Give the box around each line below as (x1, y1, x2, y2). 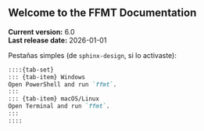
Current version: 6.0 (8, 27, 76, 36)
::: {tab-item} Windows (8, 73, 86, 81)
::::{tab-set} (8, 66, 55, 74)
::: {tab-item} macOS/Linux (8, 95, 100, 103)
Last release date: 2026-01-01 (8, 35, 107, 45)
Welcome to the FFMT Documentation (8, 6, 197, 20)
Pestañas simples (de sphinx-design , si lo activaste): (8, 50, 177, 60)
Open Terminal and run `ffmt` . (8, 102, 110, 111)
